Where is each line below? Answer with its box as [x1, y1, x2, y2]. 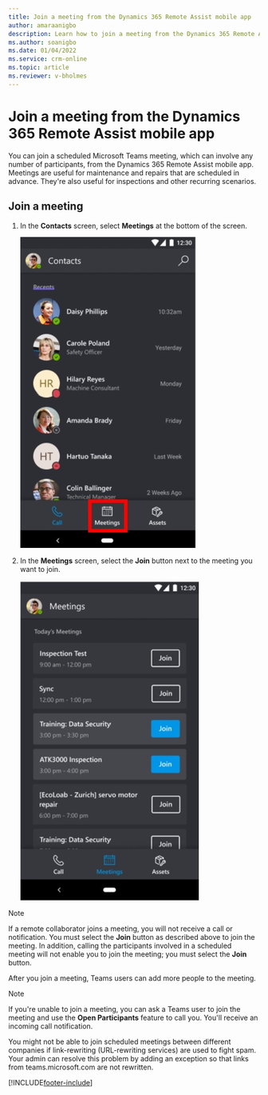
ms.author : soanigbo [8, 38, 77, 46]
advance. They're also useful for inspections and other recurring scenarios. [8, 176, 257, 186]
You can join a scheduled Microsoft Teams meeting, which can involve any [8, 150, 254, 160]
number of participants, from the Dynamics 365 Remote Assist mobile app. [8, 159, 254, 169]
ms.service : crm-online [8, 55, 88, 63]
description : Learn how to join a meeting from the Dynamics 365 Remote [8, 30, 255, 38]
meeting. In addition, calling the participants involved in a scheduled [8, 941, 232, 950]
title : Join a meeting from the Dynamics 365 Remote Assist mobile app [8, 13, 251, 21]
